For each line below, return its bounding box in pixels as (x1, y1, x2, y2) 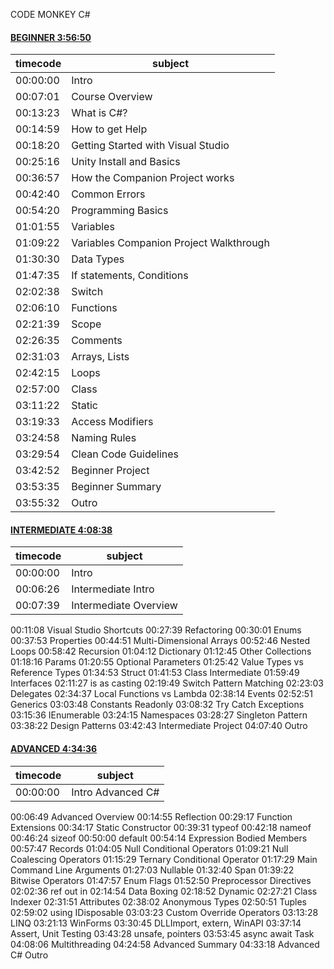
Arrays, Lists (71, 350, 130, 364)
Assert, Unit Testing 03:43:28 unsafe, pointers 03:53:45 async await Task (10, 927, 315, 939)
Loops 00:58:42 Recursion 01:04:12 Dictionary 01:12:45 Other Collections (10, 645, 312, 658)
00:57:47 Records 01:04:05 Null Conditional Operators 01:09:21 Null (10, 842, 289, 854)
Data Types (71, 252, 125, 266)
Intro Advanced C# (71, 785, 160, 799)
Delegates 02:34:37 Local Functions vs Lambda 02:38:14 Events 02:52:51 (10, 688, 313, 700)
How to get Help (71, 122, 148, 136)
